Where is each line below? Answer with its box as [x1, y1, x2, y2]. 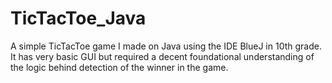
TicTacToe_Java [10, 7, 147, 30]
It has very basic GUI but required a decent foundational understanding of [10, 50, 315, 62]
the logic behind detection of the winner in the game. [10, 61, 229, 73]
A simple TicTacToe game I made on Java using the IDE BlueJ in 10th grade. [10, 40, 322, 52]
